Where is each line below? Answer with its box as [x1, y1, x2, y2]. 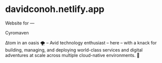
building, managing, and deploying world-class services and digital [5, 46, 143, 53]
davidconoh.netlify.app [5, 3, 105, 15]
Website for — [5, 20, 35, 26]
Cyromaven [5, 29, 29, 35]
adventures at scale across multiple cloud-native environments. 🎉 [5, 52, 140, 58]
